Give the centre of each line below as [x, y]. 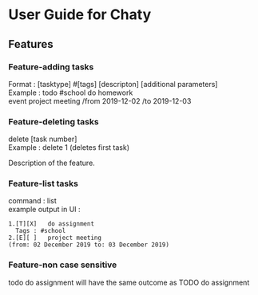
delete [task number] [43, 139]
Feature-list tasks [43, 183]
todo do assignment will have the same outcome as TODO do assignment [129, 282]
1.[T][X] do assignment [51, 224]
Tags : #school [41, 231]
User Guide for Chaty [80, 15]
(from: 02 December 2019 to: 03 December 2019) [89, 245]
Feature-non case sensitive [63, 265]
